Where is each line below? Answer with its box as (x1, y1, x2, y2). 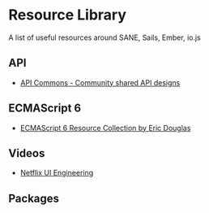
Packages (8, 191, 59, 205)
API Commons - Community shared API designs (19, 77, 181, 87)
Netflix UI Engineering (19, 168, 94, 178)
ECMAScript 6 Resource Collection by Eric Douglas (19, 123, 191, 133)
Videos (8, 146, 45, 160)
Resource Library (8, 6, 127, 24)
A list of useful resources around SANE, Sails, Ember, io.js (8, 33, 201, 42)
